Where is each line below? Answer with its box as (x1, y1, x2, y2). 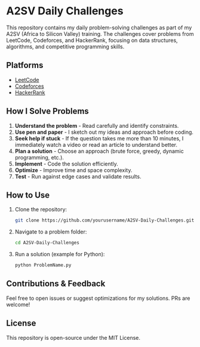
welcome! (6, 300, 30, 308)
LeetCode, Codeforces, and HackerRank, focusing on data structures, (6, 36, 178, 44)
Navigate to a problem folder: (14, 228, 87, 235)
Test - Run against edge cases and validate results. (14, 173, 141, 180)
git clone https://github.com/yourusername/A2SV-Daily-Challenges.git (14, 217, 195, 223)
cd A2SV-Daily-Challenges (14, 240, 79, 246)
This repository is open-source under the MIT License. (6, 334, 141, 341)
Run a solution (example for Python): (14, 251, 105, 258)
